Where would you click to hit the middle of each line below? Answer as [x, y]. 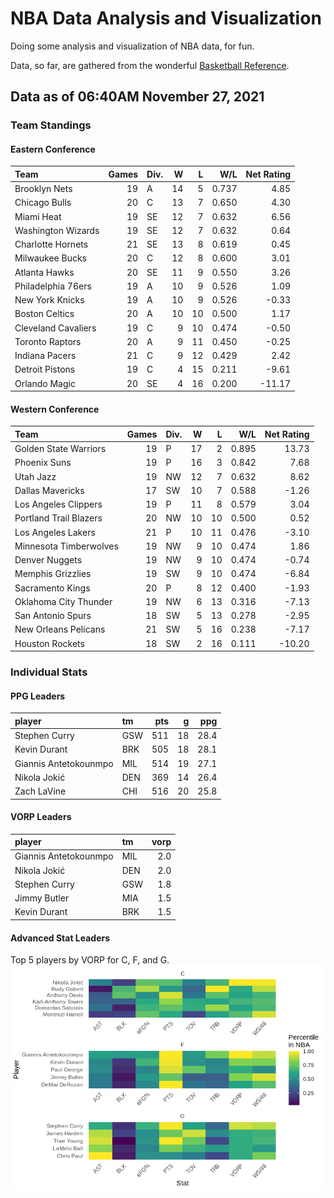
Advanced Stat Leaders [60, 938]
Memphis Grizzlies [53, 574]
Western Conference [55, 409]
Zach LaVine [40, 791]
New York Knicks [49, 300]
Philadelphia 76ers [53, 286]
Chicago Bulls [43, 203]
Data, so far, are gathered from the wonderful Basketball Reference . [150, 65]
